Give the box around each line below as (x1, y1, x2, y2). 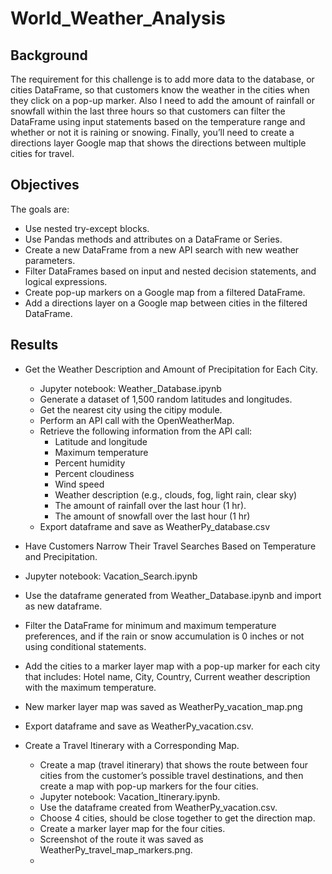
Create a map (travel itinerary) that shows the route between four (39, 758, 309, 771)
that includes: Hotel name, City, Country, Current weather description (24, 670, 311, 682)
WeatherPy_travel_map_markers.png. (39, 843, 193, 856)
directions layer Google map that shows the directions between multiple (10, 137, 307, 149)
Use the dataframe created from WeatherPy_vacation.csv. (39, 801, 278, 813)
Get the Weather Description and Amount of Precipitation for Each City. (24, 363, 318, 375)
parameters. (24, 254, 76, 266)
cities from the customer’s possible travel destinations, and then (39, 769, 304, 781)
